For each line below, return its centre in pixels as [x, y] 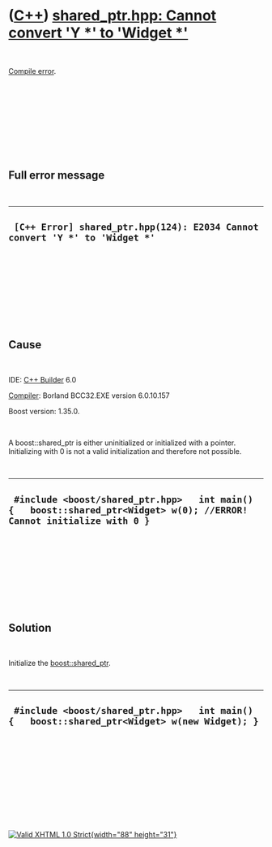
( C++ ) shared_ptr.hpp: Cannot [113, 16]
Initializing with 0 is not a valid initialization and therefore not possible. [125, 452]
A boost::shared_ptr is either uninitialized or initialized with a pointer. [122, 443]
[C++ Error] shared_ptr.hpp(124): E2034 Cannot [136, 227]
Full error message [57, 175]
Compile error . [32, 71]
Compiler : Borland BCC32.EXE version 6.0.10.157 [89, 395]
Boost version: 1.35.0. [44, 412]
